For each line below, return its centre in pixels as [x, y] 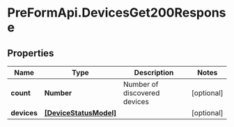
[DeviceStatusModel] [80, 113]
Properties [31, 53]
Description [154, 73]
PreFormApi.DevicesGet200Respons [117, 13]
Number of [141, 84]
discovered [141, 93]
